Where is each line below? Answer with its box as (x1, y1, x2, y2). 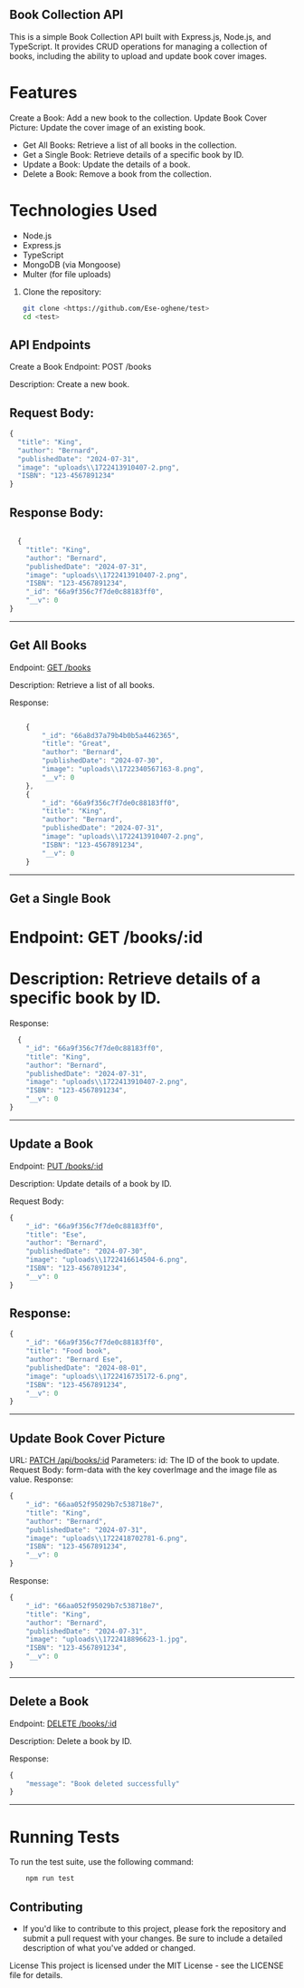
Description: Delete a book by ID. (9, 1735, 133, 1746)
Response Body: (9, 505, 104, 520)
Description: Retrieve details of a (9, 969, 261, 989)
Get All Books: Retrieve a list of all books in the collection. (22, 140, 237, 150)
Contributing (9, 1899, 83, 1915)
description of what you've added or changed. (22, 1942, 196, 1953)
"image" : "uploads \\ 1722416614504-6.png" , (25, 1256, 188, 1265)
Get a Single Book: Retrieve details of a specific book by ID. (22, 149, 244, 160)
